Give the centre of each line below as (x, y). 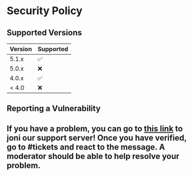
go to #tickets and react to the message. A (86, 147)
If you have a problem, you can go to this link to (95, 129)
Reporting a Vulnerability (54, 109)
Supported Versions (44, 33)
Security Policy (45, 11)
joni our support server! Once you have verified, (97, 137)
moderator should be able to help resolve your (93, 156)
